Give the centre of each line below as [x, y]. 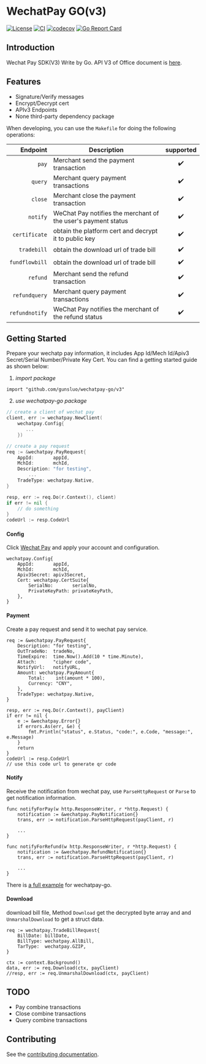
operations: [21, 135]
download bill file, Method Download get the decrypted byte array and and [99, 912]
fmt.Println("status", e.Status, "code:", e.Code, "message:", [111, 732]
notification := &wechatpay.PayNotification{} [78, 814]
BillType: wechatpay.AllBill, [56, 941]
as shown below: [28, 366]
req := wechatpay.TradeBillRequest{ [53, 930]
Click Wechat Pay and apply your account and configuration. [83, 547]
